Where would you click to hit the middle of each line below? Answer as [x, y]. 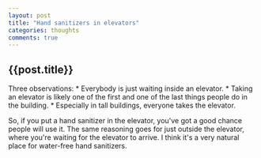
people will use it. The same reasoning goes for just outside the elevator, [127, 129]
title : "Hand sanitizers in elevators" [74, 23]
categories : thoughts [44, 30]
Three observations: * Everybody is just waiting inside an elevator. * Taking [130, 88]
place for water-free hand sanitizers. [68, 146]
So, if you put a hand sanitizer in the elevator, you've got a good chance [125, 121]
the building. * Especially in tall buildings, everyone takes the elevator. [122, 105]
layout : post [30, 15]
